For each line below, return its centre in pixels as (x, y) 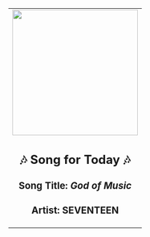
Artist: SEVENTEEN (75, 210)
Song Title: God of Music (75, 186)
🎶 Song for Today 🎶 (75, 159)
